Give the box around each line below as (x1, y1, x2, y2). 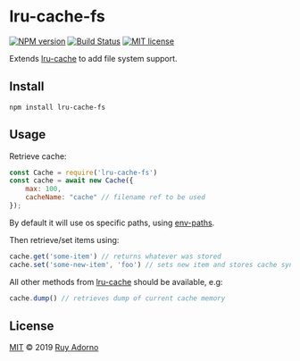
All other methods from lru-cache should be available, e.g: (9, 276, 223, 287)
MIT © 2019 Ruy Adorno (9, 342, 99, 353)
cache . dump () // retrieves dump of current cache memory (9, 293, 226, 303)
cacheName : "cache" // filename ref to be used (25, 193, 205, 202)
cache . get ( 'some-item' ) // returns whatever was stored (9, 252, 221, 261)
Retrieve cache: (9, 150, 67, 162)
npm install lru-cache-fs (9, 103, 105, 112)
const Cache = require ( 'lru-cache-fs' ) (9, 168, 158, 177)
